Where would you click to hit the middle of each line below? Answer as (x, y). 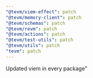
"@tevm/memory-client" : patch (44, 18)
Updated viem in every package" (46, 68)
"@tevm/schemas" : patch (36, 23)
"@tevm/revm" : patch (32, 29)
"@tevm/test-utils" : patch (40, 40)
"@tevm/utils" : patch (33, 46)
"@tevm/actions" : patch (36, 34)
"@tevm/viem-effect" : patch (41, 12)
